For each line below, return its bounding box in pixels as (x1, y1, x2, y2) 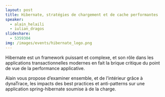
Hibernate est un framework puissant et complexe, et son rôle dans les (5, 54, 154, 60)
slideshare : (5, 31, 31, 36)
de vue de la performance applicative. (5, 65, 85, 71)
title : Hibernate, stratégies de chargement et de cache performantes (5, 12, 158, 17)
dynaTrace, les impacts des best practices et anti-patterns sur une (5, 80, 145, 86)
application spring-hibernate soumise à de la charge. (5, 86, 116, 92)
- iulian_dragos (10, 26, 44, 31)
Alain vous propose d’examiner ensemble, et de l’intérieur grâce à (5, 75, 143, 81)
